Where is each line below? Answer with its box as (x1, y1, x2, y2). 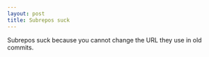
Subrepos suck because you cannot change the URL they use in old (7, 35, 202, 44)
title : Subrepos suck (7, 17, 70, 24)
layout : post (7, 10, 45, 17)
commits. (7, 43, 34, 51)
